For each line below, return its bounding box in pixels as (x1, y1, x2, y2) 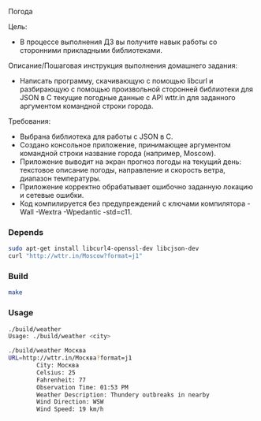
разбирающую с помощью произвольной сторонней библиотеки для (19, 84, 254, 94)
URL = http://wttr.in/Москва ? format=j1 (8, 354, 132, 362)
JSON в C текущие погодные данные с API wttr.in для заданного (19, 93, 237, 102)
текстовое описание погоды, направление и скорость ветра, (19, 166, 226, 174)
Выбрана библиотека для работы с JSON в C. (19, 132, 173, 141)
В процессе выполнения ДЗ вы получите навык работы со (19, 37, 218, 47)
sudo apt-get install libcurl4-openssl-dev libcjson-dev (8, 244, 199, 253)
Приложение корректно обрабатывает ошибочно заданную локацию (19, 182, 254, 192)
